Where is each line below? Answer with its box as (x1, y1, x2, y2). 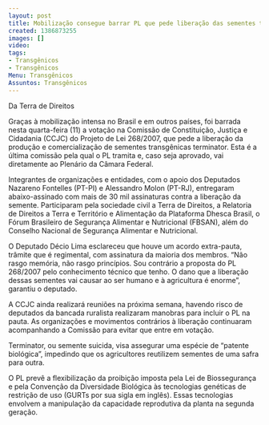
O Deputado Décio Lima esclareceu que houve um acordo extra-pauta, (8, 241, 243, 251)
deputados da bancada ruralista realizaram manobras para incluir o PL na (8, 308, 251, 318)
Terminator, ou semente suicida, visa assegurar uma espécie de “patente (8, 340, 250, 350)
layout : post (8, 11, 52, 20)
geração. (8, 407, 38, 417)
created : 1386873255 (8, 26, 78, 34)
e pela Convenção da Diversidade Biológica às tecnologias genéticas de (8, 382, 247, 391)
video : (8, 42, 30, 50)
